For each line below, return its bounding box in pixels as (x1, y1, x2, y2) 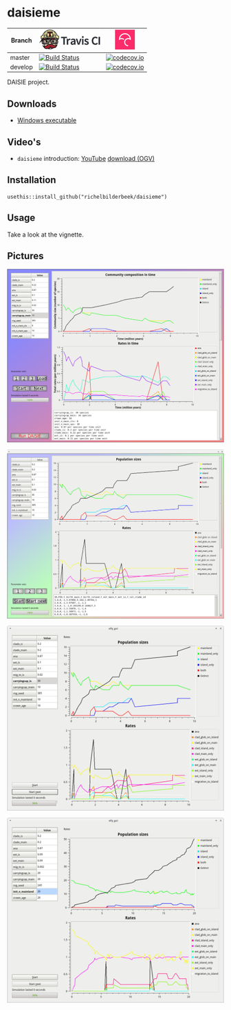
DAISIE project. (7, 78, 50, 87)
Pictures (7, 250, 44, 262)
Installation (7, 174, 56, 186)
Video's (7, 136, 41, 148)
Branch (11, 36, 32, 45)
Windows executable (16, 116, 77, 124)
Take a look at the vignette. (7, 230, 84, 239)
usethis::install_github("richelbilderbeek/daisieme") (7, 193, 168, 200)
